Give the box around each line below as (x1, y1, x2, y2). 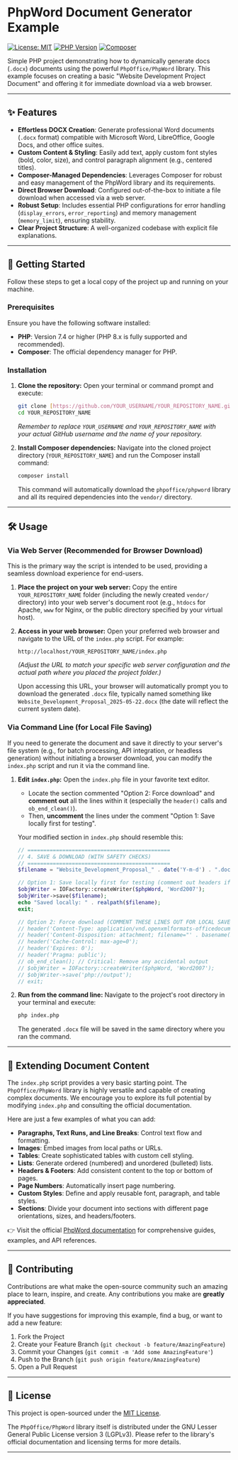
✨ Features (7, 107, 57, 119)
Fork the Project (17, 1332, 65, 1341)
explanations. (17, 231, 57, 239)
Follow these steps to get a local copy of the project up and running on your (7, 277, 229, 286)
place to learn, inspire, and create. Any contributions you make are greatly (7, 1289, 225, 1298)
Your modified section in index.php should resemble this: (17, 833, 184, 841)
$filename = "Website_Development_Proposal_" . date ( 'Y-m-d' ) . (17, 866, 212, 874)
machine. (7, 285, 35, 293)
